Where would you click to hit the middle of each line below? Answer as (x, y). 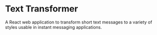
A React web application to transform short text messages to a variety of (79, 22)
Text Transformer (42, 9)
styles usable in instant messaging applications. (54, 27)
